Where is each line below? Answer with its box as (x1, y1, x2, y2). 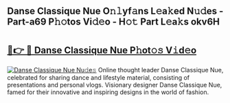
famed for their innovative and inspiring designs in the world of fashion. (7, 88, 209, 96)
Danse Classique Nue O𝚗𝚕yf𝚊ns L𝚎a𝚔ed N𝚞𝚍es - (7, 5, 224, 17)
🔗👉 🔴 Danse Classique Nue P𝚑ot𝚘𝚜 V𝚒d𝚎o (7, 44, 197, 56)
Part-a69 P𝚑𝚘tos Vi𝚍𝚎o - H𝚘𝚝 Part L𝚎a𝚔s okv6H (7, 16, 220, 28)
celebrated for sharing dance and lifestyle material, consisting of (7, 74, 190, 81)
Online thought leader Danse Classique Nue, (97, 66, 224, 74)
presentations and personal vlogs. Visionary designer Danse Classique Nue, (7, 81, 222, 89)
